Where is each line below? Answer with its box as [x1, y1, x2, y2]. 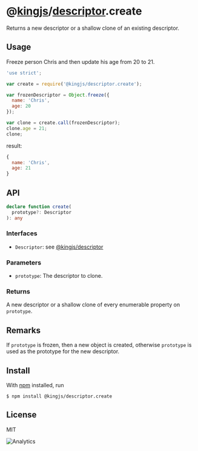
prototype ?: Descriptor [12, 209, 71, 215]
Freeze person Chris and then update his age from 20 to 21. [6, 58, 155, 65]
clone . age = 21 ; [6, 125, 47, 131]
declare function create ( [6, 204, 71, 210]
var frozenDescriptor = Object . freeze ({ [6, 92, 110, 98]
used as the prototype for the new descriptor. [6, 348, 120, 355]
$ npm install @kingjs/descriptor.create [6, 393, 113, 399]
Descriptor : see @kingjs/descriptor [15, 243, 104, 250]
